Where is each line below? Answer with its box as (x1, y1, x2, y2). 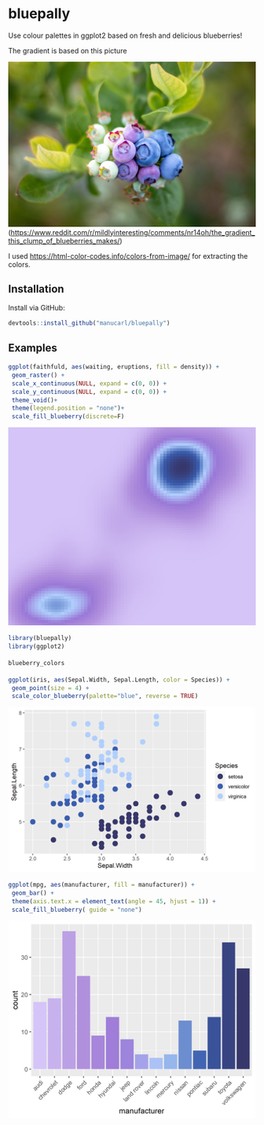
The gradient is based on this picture (8, 46, 127, 55)
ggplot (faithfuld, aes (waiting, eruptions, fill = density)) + (8, 363, 220, 371)
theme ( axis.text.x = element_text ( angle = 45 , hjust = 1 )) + (11, 897, 216, 905)
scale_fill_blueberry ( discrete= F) (11, 413, 125, 421)
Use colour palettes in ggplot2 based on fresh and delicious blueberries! (8, 31, 243, 40)
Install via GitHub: (8, 303, 65, 313)
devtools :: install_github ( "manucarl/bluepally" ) (8, 319, 170, 327)
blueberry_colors (8, 659, 65, 667)
